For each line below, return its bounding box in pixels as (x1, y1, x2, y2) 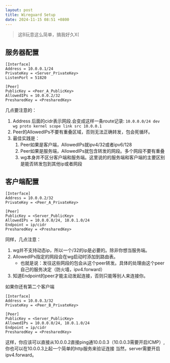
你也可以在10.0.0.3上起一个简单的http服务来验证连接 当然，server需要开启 (5, 346, 160, 351)
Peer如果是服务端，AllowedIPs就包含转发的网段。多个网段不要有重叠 (20, 148, 165, 154)
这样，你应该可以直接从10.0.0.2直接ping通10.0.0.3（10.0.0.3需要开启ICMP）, (5, 339, 165, 345)
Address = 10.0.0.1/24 (5, 66, 53, 71)
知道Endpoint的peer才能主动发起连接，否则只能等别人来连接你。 (12, 273, 149, 279)
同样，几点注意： (5, 236, 41, 243)
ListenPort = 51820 (5, 75, 47, 81)
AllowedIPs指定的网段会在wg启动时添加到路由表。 (12, 254, 119, 259)
